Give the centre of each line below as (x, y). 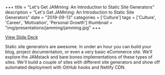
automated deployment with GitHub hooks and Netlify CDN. (66, 67)
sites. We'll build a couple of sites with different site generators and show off (82, 62)
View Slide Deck (22, 37)
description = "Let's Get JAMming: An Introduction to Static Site (70, 12)
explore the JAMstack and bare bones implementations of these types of (79, 57)
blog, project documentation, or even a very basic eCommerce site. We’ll (79, 52)
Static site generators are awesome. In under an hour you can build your (78, 47)
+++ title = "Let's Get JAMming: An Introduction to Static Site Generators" (80, 7)
